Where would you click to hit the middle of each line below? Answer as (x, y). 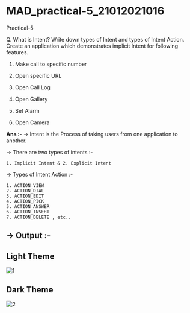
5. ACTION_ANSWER (28, 206)
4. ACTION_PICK (25, 201)
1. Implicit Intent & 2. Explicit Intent (59, 163)
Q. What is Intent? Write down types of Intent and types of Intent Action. (95, 39)
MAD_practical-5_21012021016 (85, 11)
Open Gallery (31, 99)
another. (17, 141)
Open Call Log (33, 87)
